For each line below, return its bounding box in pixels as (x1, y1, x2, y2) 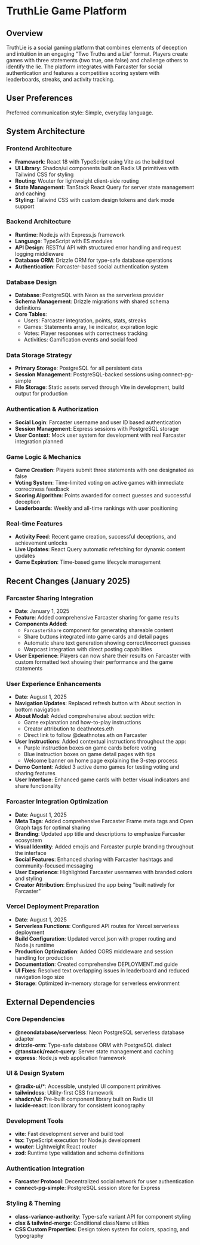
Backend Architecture (6, 217, 72, 226)
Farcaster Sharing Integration (6, 594, 94, 602)
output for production (14, 390, 68, 397)
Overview (6, 28, 44, 38)
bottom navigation (14, 706, 60, 714)
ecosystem (14, 836, 42, 844)
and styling (14, 875, 43, 882)
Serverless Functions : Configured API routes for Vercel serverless (14, 922, 179, 929)
